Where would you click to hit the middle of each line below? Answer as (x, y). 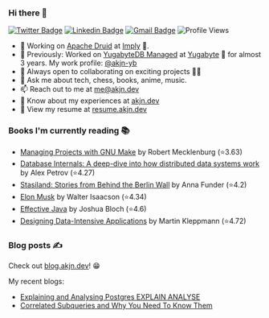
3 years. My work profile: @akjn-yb (78, 63)
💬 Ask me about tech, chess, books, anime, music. (103, 81)
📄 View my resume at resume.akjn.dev (83, 109)
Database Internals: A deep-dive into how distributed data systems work (139, 163)
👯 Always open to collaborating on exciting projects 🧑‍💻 (110, 72)
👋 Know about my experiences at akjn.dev (90, 101)
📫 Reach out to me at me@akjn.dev (79, 89)
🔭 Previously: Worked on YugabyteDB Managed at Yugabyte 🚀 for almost (141, 55)
